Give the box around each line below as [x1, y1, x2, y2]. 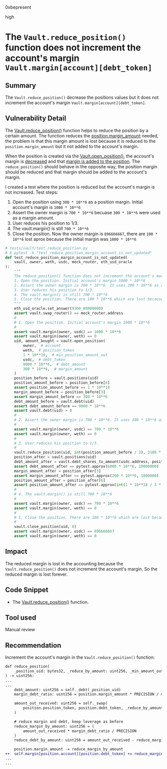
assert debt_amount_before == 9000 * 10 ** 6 [14, 403, 106, 408]
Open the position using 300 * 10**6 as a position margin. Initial [12, 199, 143, 205]
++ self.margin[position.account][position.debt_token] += [5, 752, 133, 757]
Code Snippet [5, 586, 49, 594]
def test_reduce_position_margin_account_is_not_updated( [5, 255, 128, 260]
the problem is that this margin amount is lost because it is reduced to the [5, 138, 156, 144]
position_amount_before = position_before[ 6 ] [14, 381, 110, 385]
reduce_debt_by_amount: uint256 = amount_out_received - [14, 738, 135, 743]
